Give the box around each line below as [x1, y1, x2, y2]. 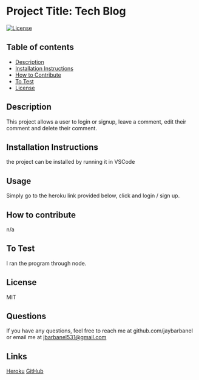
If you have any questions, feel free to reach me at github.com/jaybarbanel [6, 327, 193, 334]
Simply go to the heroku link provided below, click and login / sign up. [6, 192, 180, 199]
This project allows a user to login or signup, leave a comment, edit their [6, 118, 187, 125]
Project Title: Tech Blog [6, 4, 126, 18]
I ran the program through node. [6, 259, 87, 267]
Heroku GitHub [6, 367, 44, 375]
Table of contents [6, 42, 74, 52]
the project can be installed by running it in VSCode [6, 158, 135, 166]
